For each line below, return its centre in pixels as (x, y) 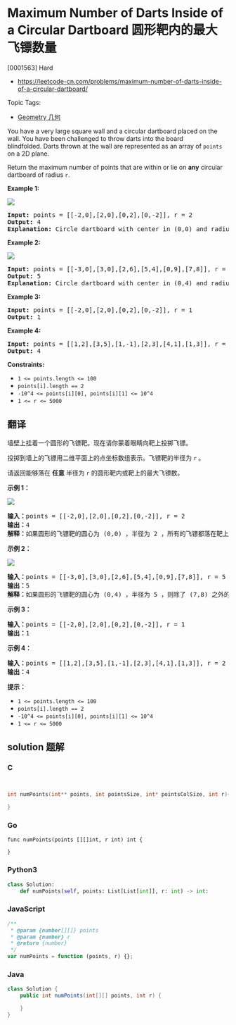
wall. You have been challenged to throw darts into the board (96, 138)
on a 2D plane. (28, 154)
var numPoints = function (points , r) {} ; (70, 957)
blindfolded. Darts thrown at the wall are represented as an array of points (115, 146)
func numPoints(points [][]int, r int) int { (75, 840)
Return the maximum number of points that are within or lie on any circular (115, 167)
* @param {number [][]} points (54, 930)
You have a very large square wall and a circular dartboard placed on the (112, 131)
